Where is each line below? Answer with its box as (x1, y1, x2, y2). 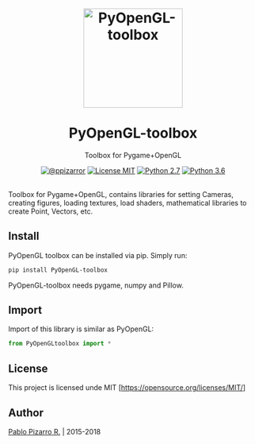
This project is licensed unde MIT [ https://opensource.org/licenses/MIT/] (8, 383, 246, 392)
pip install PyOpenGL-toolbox (8, 266, 108, 274)
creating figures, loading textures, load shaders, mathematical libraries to (8, 198, 247, 207)
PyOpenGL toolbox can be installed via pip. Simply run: (8, 250, 188, 260)
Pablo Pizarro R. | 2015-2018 (8, 427, 101, 436)
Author (8, 406, 44, 419)
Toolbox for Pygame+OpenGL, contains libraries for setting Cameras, (8, 189, 234, 199)
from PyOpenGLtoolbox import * (8, 340, 112, 348)
